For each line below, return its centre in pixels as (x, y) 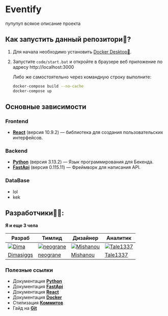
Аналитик (119, 238)
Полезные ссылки (29, 270)
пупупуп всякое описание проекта (43, 23)
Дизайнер (86, 238)
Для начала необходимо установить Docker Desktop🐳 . (72, 51)
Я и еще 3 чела (22, 225)
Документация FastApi (38, 286)
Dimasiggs (20, 254)
